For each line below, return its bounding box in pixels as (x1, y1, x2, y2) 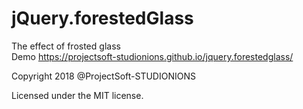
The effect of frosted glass (11, 40, 121, 52)
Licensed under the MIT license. (11, 89, 144, 101)
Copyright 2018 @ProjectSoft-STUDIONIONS (11, 70, 196, 82)
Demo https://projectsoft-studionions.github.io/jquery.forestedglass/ (11, 50, 294, 62)
